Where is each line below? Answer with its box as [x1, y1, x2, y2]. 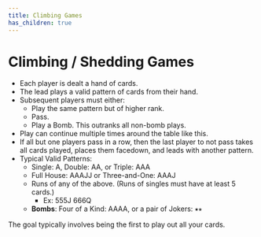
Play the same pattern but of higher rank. [31, 104, 165, 113]
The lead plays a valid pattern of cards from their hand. [19, 87, 199, 97]
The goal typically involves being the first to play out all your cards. [8, 220, 226, 229]
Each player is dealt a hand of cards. [19, 79, 138, 88]
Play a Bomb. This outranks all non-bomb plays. [31, 120, 186, 130]
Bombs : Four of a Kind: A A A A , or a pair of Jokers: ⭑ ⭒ [31, 204, 203, 213]
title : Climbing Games [8, 11, 83, 20]
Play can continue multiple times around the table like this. [19, 129, 208, 139]
